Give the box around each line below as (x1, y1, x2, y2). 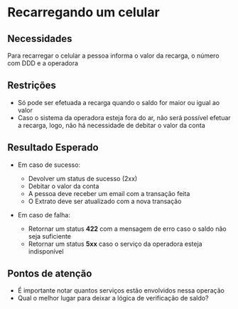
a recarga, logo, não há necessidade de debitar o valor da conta (17, 121, 206, 129)
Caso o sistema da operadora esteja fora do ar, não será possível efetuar (17, 113, 231, 121)
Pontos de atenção (7, 268, 92, 280)
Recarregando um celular (7, 4, 160, 21)
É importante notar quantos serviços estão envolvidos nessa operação (17, 286, 225, 295)
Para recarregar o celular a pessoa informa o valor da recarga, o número (7, 51, 220, 60)
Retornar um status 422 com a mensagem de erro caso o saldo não (28, 224, 227, 233)
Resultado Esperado (7, 141, 99, 153)
